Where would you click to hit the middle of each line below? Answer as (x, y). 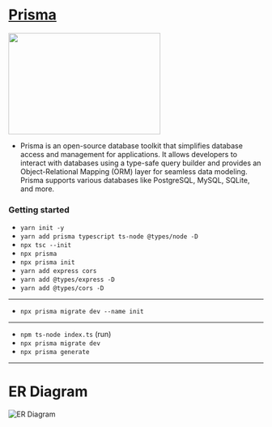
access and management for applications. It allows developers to (128, 154)
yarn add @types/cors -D (62, 288)
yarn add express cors (58, 271)
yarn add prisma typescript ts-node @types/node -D (109, 237)
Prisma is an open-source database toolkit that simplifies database (131, 145)
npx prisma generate (55, 352)
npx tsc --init (46, 246)
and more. (37, 189)
